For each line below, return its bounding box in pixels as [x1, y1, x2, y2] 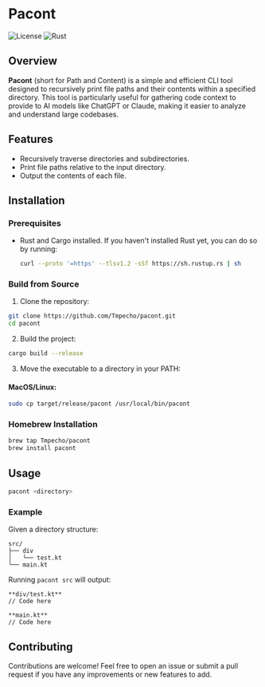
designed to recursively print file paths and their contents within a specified [8, 84, 256, 93]
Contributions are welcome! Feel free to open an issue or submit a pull [8, 661, 239, 670]
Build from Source [8, 278, 80, 290]
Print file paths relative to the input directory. [19, 162, 166, 172]
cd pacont [8, 320, 41, 328]
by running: [19, 244, 58, 254]
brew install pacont [8, 444, 77, 452]
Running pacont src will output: [8, 575, 111, 585]
